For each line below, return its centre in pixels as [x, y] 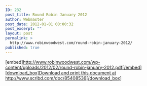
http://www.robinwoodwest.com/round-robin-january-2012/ [71, 43]
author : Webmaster [25, 19]
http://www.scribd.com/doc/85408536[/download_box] [63, 78]
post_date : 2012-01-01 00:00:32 [39, 24]
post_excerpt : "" [24, 29]
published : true [22, 48]
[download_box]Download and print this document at [61, 73]
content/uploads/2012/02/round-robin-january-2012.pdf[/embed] [73, 67]
